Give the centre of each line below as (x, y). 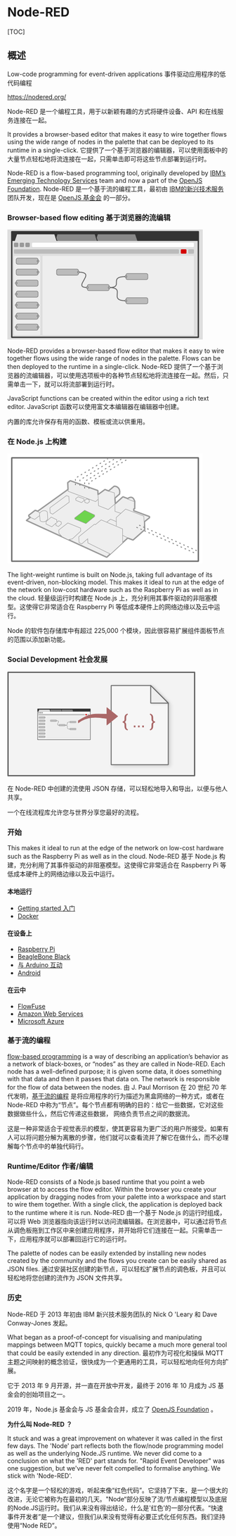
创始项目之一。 (47, 1395)
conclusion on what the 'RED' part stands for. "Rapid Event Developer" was (116, 1461)
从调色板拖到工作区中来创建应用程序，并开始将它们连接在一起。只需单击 (112, 1230)
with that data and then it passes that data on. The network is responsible (113, 1078)
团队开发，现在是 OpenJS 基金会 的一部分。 (71, 197)
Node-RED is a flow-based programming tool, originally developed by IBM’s (117, 172)
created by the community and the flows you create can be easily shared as (117, 1261)
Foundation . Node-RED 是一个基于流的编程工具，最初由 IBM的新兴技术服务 (116, 189)
